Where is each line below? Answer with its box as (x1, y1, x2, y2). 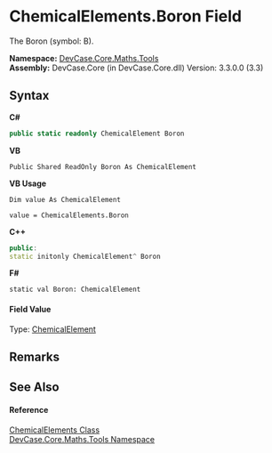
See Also (9, 380, 60, 395)
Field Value (9, 303, 52, 314)
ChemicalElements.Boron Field (9, 6, 243, 27)
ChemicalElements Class (9, 425, 100, 435)
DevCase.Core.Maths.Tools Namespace (9, 433, 156, 444)
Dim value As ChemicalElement (9, 195, 122, 204)
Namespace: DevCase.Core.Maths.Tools (9, 53, 159, 63)
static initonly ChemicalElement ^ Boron (9, 252, 162, 261)
